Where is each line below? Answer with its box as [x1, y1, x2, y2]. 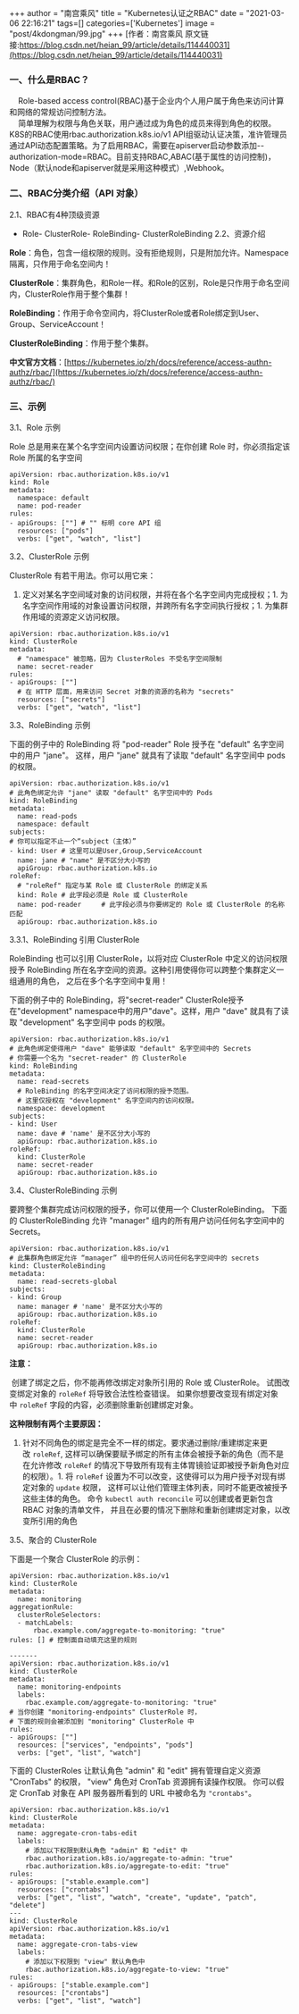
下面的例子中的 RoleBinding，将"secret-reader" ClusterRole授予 [9, 994, 245, 1005]
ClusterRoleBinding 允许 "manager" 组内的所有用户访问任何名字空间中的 [19, 1214, 285, 1226]
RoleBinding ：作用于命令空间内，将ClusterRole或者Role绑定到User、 [9, 307, 264, 318]
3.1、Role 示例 [9, 422, 61, 432]
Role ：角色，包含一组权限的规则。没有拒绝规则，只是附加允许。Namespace [9, 247, 289, 257]
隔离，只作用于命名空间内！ [9, 258, 112, 269]
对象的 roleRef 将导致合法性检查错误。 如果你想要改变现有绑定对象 [32, 1388, 278, 1398]
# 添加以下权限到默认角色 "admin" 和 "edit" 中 [25, 1846, 188, 1855]
